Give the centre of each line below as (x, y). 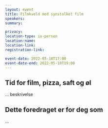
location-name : (20, 41)
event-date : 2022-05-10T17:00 (36, 59)
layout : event (19, 9)
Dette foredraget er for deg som (54, 110)
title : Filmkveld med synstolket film (44, 14)
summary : (14, 23)
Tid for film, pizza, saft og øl (48, 83)
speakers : (15, 18)
